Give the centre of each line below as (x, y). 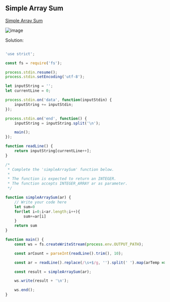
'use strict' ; (20, 54)
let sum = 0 (25, 207)
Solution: (14, 40)
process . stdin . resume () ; (31, 72)
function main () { (25, 240)
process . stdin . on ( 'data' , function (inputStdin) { (59, 100)
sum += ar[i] (35, 216)
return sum (26, 226)
